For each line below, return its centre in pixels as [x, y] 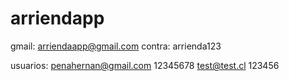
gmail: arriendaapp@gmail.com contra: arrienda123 [116, 46]
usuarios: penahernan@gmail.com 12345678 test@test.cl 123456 [145, 65]
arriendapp [57, 18]
